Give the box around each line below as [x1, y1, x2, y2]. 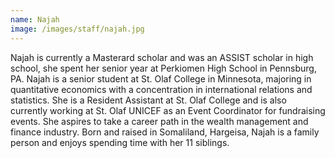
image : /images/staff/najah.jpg [10, 24, 145, 34]
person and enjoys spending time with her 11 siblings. [10, 136, 230, 148]
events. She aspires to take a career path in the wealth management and [10, 115, 309, 127]
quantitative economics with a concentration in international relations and [10, 83, 313, 95]
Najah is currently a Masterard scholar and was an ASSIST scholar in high [10, 51, 314, 63]
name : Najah [10, 14, 60, 25]
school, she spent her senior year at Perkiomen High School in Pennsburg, [10, 62, 317, 74]
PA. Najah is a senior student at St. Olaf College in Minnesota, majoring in [10, 72, 312, 85]
